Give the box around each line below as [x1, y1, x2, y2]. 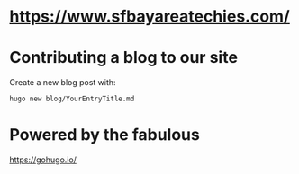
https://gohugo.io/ [9, 154, 77, 165]
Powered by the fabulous [9, 125, 200, 145]
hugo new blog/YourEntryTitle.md [9, 94, 135, 104]
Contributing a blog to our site [9, 48, 239, 68]
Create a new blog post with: [9, 77, 116, 88]
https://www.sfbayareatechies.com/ [9, 6, 290, 27]
